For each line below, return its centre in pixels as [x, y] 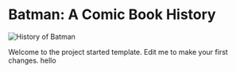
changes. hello [33, 60]
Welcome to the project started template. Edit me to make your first [118, 52]
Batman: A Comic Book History [112, 15]
